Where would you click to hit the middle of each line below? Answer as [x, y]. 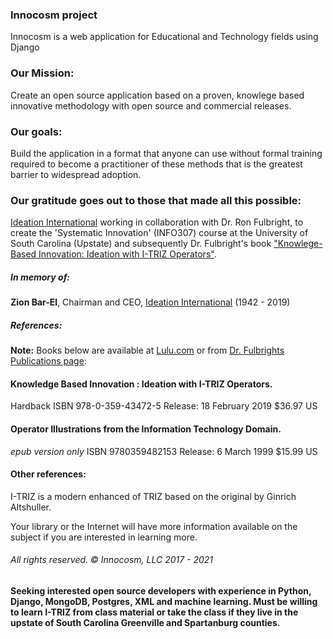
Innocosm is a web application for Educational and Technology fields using [164, 37]
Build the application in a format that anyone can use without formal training [166, 153]
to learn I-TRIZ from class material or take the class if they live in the [154, 612]
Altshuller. [31, 507]
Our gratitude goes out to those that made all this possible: [156, 200]
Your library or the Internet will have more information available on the [154, 526]
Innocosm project [54, 15]
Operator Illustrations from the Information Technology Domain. [146, 429]
